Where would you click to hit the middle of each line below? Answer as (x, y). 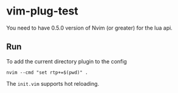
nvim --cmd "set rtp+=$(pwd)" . (47, 72)
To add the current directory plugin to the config (67, 61)
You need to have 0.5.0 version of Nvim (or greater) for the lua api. (90, 28)
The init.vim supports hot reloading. (53, 83)
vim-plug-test (43, 11)
